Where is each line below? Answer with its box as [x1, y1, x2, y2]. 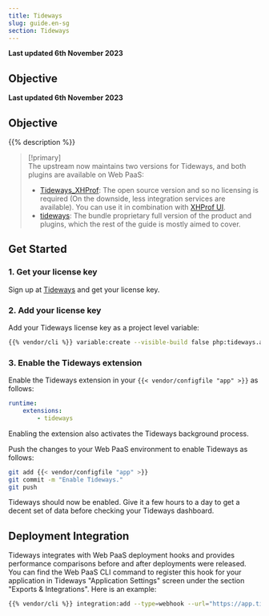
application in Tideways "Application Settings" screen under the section [8, 576, 245, 586]
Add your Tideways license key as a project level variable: [8, 322, 200, 332]
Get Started [8, 242, 67, 256]
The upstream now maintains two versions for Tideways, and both [27, 162, 247, 170]
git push [8, 483, 38, 491]
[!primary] [27, 153, 62, 162]
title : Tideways [8, 11, 62, 20]
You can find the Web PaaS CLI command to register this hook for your [8, 567, 242, 577]
